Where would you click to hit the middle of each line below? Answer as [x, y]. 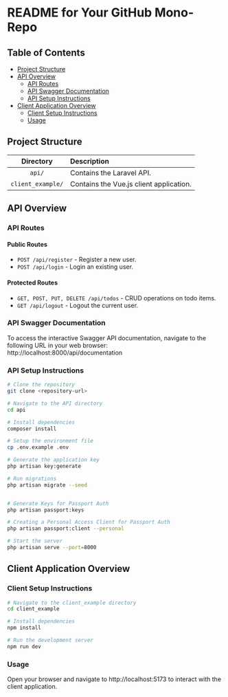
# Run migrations [32, 478]
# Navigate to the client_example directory [72, 603]
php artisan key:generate [44, 466]
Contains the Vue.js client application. [131, 184]
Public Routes [27, 244]
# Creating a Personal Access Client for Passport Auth [89, 522]
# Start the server [35, 541]
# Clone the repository [41, 385]
